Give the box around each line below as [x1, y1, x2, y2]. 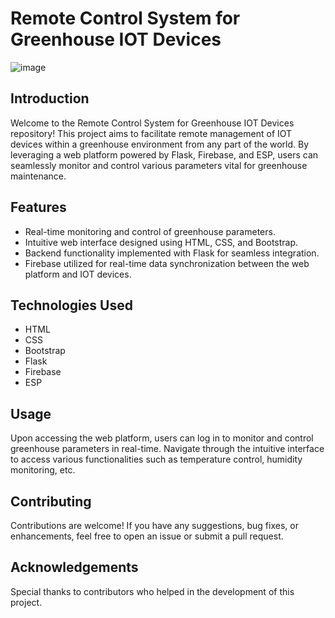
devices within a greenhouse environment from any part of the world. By [10, 138, 310, 150]
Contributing [10, 493, 92, 510]
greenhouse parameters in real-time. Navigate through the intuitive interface [10, 443, 325, 455]
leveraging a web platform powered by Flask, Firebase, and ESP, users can [10, 148, 319, 161]
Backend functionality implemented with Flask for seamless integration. [24, 247, 320, 259]
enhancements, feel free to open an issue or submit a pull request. [10, 530, 284, 542]
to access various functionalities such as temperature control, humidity [10, 453, 303, 466]
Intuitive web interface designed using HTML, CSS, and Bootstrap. [24, 236, 299, 248]
